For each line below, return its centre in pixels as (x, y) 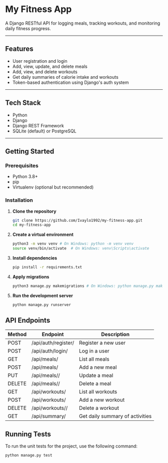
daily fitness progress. (28, 28)
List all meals (94, 359)
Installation (19, 200)
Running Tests (28, 434)
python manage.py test (29, 455)
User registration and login (40, 61)
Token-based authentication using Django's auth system (70, 82)
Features (19, 49)
